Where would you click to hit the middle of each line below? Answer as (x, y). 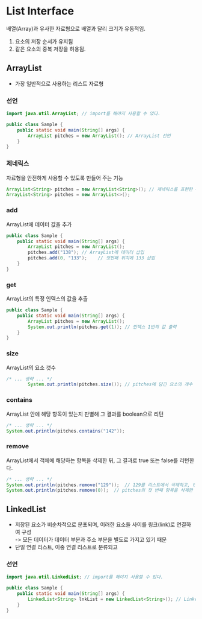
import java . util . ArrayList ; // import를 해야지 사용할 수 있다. (84, 114)
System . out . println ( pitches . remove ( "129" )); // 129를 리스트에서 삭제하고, (98, 485)
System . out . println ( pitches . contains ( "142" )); (66, 431)
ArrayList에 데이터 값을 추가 (39, 224)
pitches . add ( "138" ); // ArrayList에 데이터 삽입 (86, 252)
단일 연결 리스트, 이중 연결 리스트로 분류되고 (66, 547)
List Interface (40, 11)
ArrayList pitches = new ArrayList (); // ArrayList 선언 (99, 136)
